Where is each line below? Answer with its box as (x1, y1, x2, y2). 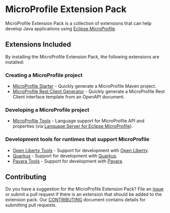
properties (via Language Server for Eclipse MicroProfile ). (12, 123, 133, 129)
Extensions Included (5, 40, 71, 49)
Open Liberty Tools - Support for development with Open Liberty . (12, 147, 149, 153)
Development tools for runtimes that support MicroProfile (5, 136, 150, 143)
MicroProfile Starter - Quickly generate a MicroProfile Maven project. (12, 83, 157, 89)
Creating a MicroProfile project (5, 72, 82, 79)
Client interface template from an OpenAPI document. (12, 94, 125, 100)
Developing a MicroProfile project (5, 106, 90, 113)
